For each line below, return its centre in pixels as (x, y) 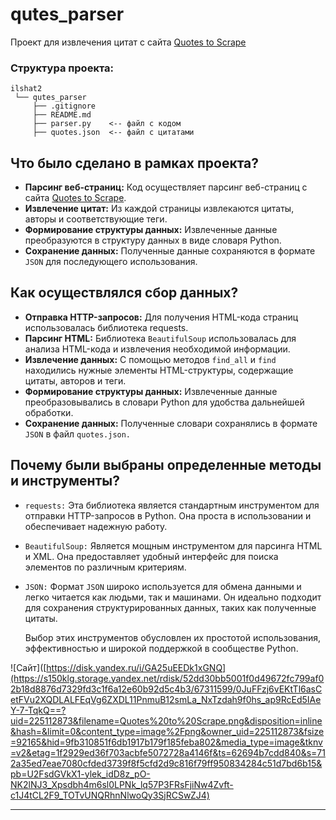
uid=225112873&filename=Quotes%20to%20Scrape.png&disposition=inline (166, 720)
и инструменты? (65, 481)
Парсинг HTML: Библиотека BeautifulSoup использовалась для (160, 338)
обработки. (49, 412)
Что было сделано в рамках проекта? (135, 163)
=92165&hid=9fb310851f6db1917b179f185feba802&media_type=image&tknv (166, 742)
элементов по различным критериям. (105, 567)
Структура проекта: (62, 68)
